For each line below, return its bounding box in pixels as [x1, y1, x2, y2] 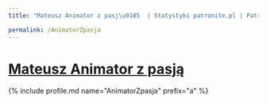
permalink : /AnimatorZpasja [8, 25, 102, 34]
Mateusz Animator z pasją [8, 60, 185, 78]
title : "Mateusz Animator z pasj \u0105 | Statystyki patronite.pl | [8, 11, 244, 20]
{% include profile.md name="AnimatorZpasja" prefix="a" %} [8, 86, 209, 96]
